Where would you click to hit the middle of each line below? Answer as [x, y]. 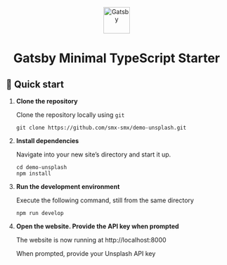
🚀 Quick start [35, 84]
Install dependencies [47, 141]
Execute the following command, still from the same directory [105, 200]
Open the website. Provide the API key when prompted [97, 226]
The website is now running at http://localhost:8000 [91, 240]
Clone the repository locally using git [70, 115]
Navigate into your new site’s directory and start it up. [93, 154]
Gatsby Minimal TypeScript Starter [117, 58]
